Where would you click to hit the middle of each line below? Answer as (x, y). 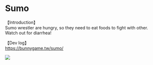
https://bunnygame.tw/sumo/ (34, 48)
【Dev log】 (17, 43)
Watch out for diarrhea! (28, 33)
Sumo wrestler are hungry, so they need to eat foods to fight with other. (76, 27)
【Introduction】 (21, 22)
